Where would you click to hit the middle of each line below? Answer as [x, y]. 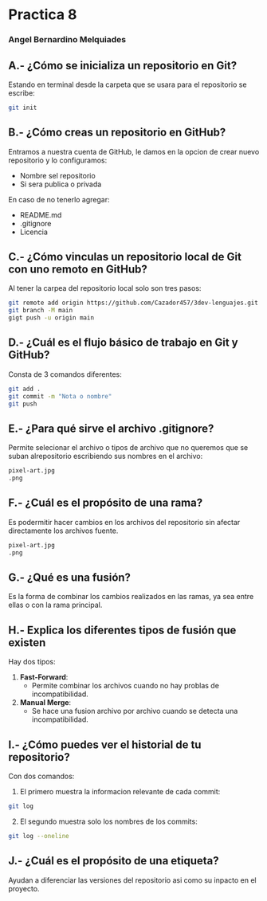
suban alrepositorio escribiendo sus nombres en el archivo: [106, 456]
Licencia [33, 232]
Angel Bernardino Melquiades [67, 40]
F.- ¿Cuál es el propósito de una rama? [106, 503]
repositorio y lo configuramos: [58, 160]
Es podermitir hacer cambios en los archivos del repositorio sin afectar [124, 522]
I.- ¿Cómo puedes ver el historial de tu [105, 744]
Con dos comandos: [41, 776]
